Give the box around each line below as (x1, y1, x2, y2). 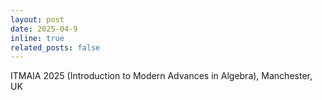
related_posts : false (10, 42, 101, 53)
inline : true (10, 33, 65, 43)
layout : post (10, 14, 65, 25)
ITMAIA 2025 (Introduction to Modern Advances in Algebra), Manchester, (10, 70, 313, 82)
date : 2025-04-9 (10, 24, 78, 34)
